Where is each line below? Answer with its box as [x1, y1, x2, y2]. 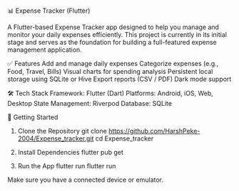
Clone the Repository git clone [17, 127, 107, 135]
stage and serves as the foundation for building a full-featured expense [7, 38, 218, 46]
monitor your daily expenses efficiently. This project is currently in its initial [7, 31, 227, 38]
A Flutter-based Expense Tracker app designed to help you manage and [7, 23, 220, 31]
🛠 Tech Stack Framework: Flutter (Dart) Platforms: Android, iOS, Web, [7, 89, 214, 97]
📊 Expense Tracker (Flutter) [7, 6, 91, 15]
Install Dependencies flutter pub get [17, 148, 123, 156]
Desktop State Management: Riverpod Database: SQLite [7, 99, 173, 107]
